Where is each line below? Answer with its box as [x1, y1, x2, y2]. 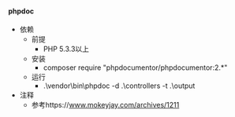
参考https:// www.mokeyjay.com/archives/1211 [31, 101, 180, 110]
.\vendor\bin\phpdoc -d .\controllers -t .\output [43, 81, 196, 90]
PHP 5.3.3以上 [43, 44, 89, 54]
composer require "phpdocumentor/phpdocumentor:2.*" [43, 63, 228, 72]
